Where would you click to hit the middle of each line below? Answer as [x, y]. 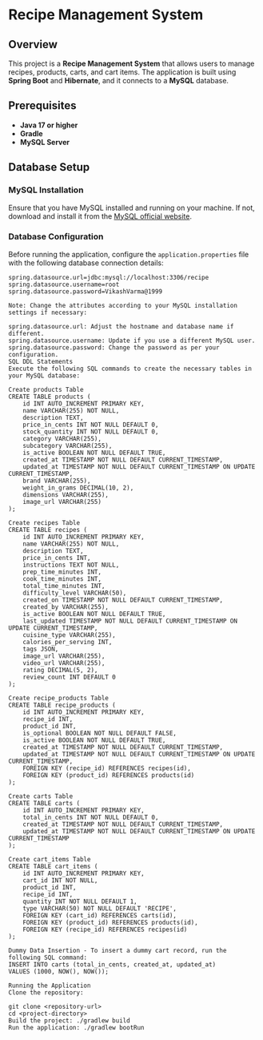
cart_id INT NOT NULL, [60, 880]
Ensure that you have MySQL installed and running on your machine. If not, [132, 208]
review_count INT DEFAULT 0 [69, 677]
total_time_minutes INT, [64, 586]
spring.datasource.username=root [64, 284]
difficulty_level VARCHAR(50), [75, 593]
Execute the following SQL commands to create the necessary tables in [130, 369]
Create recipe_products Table [59, 698]
